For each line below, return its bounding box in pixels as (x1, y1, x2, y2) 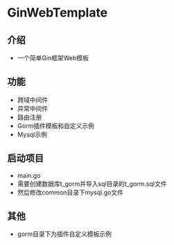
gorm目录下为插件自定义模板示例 (17, 230, 112, 238)
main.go (17, 171, 41, 179)
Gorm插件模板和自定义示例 (17, 121, 95, 129)
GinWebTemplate (7, 5, 108, 21)
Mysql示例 (17, 130, 47, 138)
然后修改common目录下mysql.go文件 (17, 188, 123, 197)
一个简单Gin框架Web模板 (17, 54, 89, 62)
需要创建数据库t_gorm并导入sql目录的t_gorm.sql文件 (17, 179, 167, 188)
